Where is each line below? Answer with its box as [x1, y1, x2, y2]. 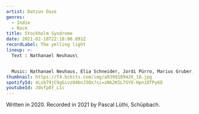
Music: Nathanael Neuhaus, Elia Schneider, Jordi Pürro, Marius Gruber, [11, 69, 195, 74]
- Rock [11, 25, 28, 31]
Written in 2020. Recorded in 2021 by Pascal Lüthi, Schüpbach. [6, 101, 161, 108]
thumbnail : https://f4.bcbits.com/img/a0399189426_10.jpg [6, 74, 152, 80]
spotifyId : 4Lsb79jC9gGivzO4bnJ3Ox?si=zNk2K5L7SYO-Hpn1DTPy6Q [6, 79, 163, 86]
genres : [6, 14, 25, 20]
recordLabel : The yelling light [6, 42, 86, 48]
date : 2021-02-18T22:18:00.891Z [6, 36, 86, 42]
